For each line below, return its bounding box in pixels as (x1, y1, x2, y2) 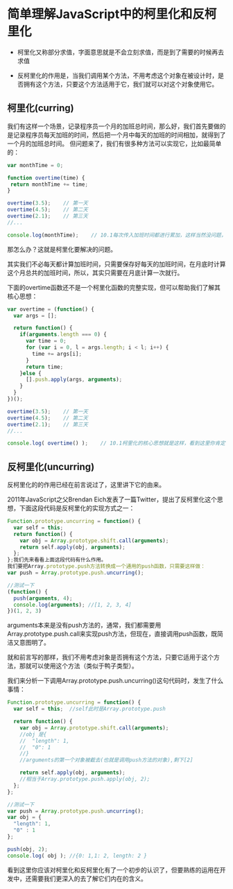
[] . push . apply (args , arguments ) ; (25, 376, 123, 383)
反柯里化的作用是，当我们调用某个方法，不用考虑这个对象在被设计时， (17, 71, 218, 80)
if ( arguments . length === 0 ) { (19, 331, 107, 338)
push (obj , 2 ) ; (7, 845, 49, 853)
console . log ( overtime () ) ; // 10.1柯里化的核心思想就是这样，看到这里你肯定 (7, 440, 225, 447)
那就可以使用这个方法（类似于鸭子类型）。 (19, 662, 138, 670)
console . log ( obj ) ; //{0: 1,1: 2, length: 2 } (7, 852, 148, 859)
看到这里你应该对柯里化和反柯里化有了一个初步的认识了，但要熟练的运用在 (7, 865, 220, 874)
